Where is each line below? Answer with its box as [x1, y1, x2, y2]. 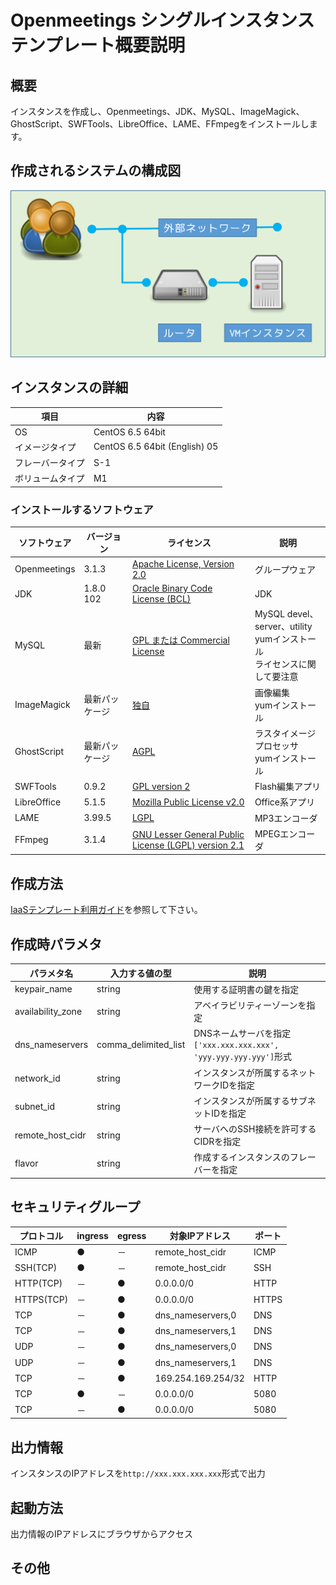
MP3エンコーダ [254, 812, 318, 824]
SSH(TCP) [14, 1262, 58, 1274]
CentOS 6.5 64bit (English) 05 [93, 441, 219, 453]
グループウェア [254, 563, 317, 575]
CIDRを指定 [193, 1136, 242, 1148]
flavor [14, 1157, 39, 1169]
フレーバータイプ [14, 457, 85, 469]
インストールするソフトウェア [10, 502, 154, 516]
